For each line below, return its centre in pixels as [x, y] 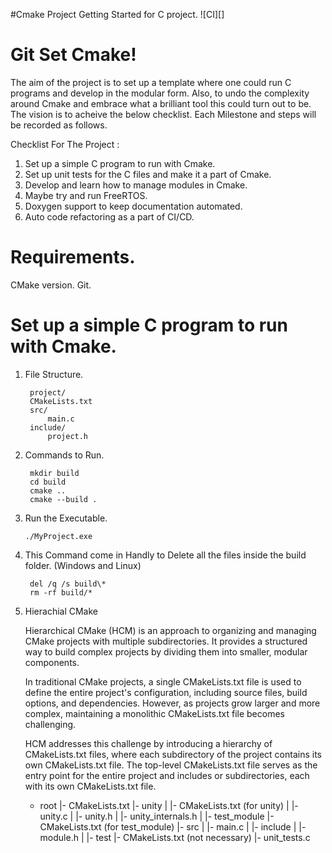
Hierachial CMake [61, 611]
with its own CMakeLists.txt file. [90, 786]
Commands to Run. [64, 455]
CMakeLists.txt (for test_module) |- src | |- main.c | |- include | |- [173, 826]
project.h [68, 436]
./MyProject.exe [58, 536]
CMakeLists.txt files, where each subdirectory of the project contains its [173, 754]
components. [52, 662]
